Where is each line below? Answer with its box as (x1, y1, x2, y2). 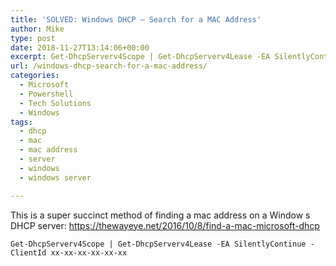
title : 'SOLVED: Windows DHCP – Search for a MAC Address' (10, 14, 262, 25)
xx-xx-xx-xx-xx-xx (50, 247, 128, 258)
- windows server (19, 172, 92, 183)
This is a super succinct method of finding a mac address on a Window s (10, 209, 311, 221)
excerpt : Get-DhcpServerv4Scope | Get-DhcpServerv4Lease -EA (10, 52, 271, 62)
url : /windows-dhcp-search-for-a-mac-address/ (10, 61, 208, 71)
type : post (10, 33, 56, 43)
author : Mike (10, 24, 65, 34)
